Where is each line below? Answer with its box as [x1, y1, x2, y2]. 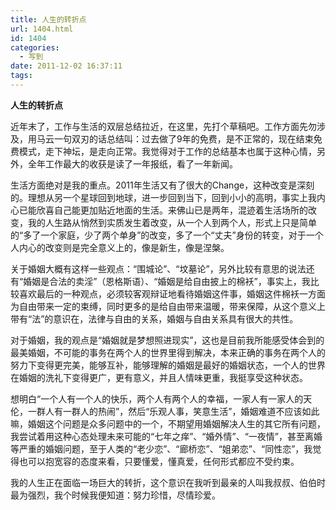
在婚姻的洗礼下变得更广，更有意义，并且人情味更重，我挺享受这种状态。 [10, 371, 308, 383]
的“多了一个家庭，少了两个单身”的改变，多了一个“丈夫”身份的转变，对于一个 [10, 229, 324, 241]
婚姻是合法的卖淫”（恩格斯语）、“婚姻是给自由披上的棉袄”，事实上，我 [23, 275, 311, 287]
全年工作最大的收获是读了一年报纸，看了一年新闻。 [27, 157, 238, 170]
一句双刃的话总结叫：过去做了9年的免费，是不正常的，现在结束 [53, 132, 314, 145]
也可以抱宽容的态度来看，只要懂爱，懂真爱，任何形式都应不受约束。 [18, 455, 300, 467]
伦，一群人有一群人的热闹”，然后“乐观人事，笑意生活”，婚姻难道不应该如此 [10, 405, 320, 417]
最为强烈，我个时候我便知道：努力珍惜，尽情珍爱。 [10, 489, 221, 501]
